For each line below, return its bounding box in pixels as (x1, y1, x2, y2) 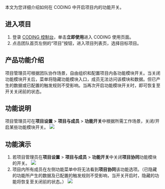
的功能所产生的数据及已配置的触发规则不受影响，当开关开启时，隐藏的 (12, 173, 155, 179)
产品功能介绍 (5, 56, 44, 64)
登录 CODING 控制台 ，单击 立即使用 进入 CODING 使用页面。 (12, 34, 134, 40)
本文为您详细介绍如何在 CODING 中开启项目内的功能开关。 (5, 4, 124, 10)
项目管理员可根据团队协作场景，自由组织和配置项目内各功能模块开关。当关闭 (5, 70, 161, 76)
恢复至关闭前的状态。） (21, 179, 66, 185)
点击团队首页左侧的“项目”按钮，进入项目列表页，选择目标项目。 (12, 40, 142, 46)
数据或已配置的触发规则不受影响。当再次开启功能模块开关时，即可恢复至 (13, 82, 161, 88)
